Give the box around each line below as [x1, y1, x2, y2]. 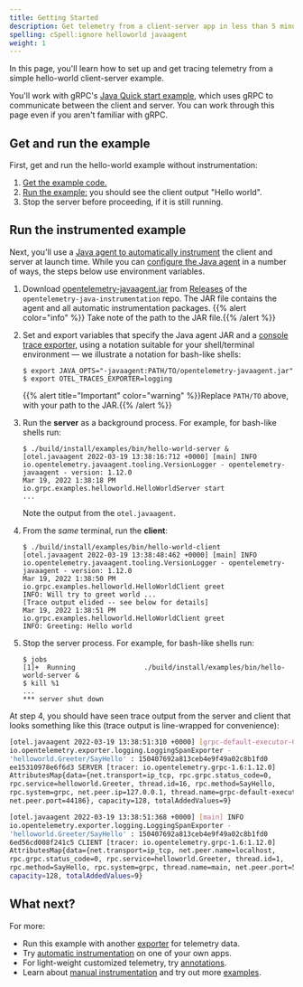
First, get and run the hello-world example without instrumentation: [9, 160, 259, 171]
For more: [9, 920, 46, 931]
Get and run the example [9, 136, 151, 151]
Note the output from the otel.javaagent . [22, 507, 176, 518]
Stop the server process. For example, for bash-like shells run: [22, 637, 255, 648]
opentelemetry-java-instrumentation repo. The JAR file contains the [22, 293, 278, 304]
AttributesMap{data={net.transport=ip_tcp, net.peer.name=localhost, [9, 846, 277, 855]
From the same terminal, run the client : [22, 525, 169, 536]
